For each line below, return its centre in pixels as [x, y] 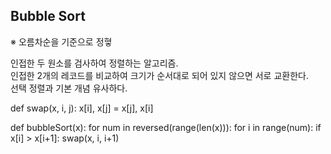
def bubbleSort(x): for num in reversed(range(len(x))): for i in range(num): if [166, 127]
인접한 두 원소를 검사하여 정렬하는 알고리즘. [94, 63]
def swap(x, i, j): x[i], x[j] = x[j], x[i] [82, 108]
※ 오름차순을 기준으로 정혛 [61, 41]
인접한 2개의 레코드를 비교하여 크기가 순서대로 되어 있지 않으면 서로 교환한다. [159, 75]
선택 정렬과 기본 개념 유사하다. [69, 88]
